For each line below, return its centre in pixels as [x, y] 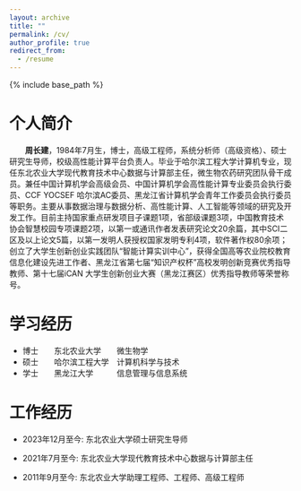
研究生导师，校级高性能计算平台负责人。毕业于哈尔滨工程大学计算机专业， [146, 161]
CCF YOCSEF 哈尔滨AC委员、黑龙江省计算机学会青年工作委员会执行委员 [158, 194]
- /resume [35, 59]
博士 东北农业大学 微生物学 [85, 350]
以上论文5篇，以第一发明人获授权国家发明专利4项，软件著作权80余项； [156, 239]
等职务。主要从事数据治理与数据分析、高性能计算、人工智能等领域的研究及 [146, 206]
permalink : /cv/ [39, 34]
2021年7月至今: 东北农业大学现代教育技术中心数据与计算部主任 [138, 458]
